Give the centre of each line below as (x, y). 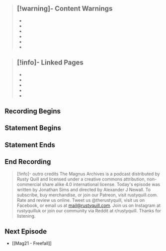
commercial (29, 184)
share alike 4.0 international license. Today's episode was (101, 184)
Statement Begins (33, 128)
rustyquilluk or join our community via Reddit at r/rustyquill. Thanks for (89, 210)
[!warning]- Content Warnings (65, 9)
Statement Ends (30, 145)
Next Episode (26, 231)
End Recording (28, 162)
